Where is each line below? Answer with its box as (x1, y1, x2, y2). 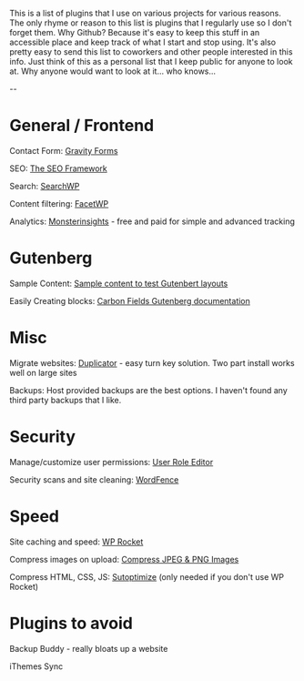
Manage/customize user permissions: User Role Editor (9, 456, 214, 467)
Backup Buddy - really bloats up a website (9, 643, 168, 654)
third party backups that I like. (9, 394, 122, 405)
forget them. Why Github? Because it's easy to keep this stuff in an (9, 27, 260, 37)
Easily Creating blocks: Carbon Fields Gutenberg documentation (9, 295, 250, 306)
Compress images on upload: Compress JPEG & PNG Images (9, 554, 239, 564)
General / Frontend (9, 116, 155, 136)
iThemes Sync (9, 660, 64, 672)
